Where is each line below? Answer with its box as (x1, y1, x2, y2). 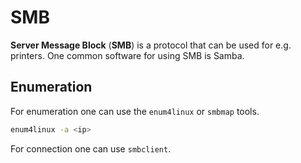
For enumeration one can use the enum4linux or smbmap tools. (10, 105, 260, 117)
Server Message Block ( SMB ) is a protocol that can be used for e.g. (10, 39, 292, 51)
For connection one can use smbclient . (10, 142, 172, 155)
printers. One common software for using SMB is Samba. (10, 49, 245, 61)
